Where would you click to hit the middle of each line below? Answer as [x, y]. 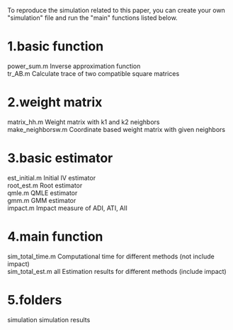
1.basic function [56, 46]
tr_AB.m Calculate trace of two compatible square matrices [93, 73]
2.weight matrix [55, 103]
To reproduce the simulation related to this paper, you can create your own [116, 10]
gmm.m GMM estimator [42, 200]
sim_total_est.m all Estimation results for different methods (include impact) [117, 271]
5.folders [35, 300]
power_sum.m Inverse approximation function [74, 66]
